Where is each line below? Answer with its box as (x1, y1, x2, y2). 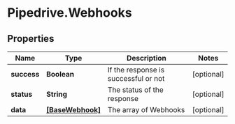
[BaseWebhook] (46, 105, 101, 114)
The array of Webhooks (107, 105, 185, 114)
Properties (7, 33, 55, 45)
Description (127, 54, 166, 63)
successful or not (107, 74, 165, 83)
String (46, 89, 68, 99)
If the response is (107, 65, 165, 75)
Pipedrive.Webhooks (7, 5, 132, 21)
